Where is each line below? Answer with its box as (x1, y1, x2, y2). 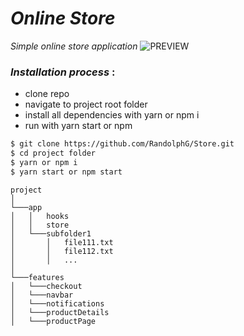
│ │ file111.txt (10, 237, 114, 247)
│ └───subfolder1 (10, 228, 92, 239)
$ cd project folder (10, 148, 97, 159)
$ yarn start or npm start (10, 167, 123, 177)
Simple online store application (10, 40, 138, 52)
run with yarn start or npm (24, 120, 133, 132)
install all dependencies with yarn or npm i (24, 109, 200, 121)
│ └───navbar (10, 290, 74, 300)
